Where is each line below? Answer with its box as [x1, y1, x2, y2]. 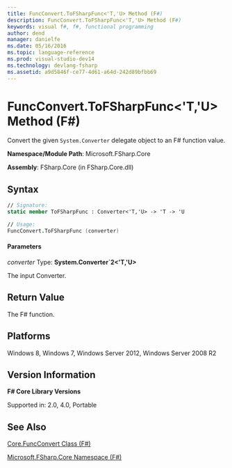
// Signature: [7, 202, 49, 209]
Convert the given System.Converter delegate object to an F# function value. [7, 136, 226, 145]
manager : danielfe [7, 36, 60, 43]
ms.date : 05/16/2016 [7, 42, 67, 49]
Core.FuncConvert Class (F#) [7, 439, 92, 448]
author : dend [7, 29, 45, 37]
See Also [7, 421, 47, 432]
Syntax [7, 183, 39, 195]
